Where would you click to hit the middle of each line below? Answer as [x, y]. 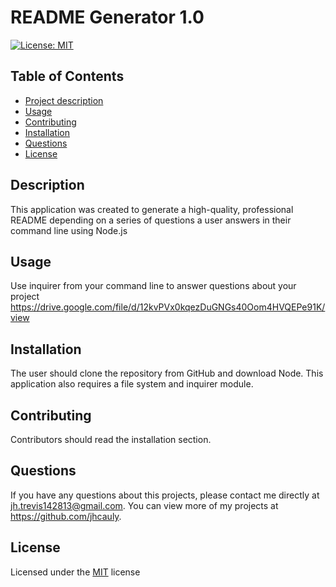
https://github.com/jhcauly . [66, 516]
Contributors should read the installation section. [111, 439]
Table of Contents [67, 76]
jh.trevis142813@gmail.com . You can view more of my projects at [144, 505]
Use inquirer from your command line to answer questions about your [153, 286]
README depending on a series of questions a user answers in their [151, 220]
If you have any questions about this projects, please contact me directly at [165, 495]
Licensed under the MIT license [75, 572]
